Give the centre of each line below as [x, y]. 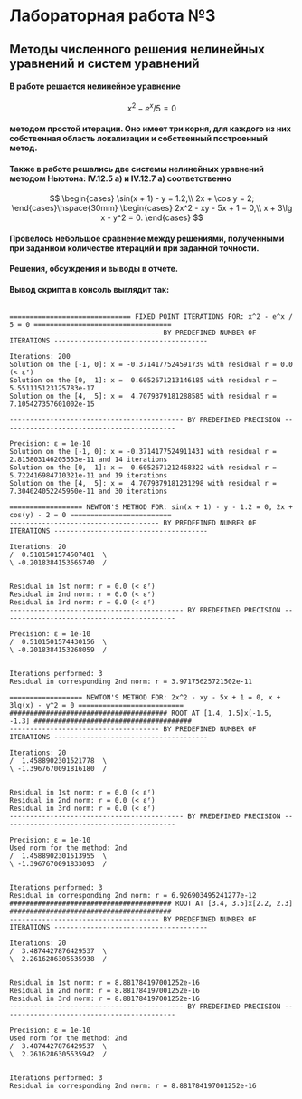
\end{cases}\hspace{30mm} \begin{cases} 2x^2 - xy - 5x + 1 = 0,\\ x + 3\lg [152, 208]
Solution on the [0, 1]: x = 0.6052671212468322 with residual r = [143, 468]
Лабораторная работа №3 [113, 16]
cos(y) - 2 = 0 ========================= [90, 515]
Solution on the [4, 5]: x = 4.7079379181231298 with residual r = [143, 483]
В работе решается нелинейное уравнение [95, 86]
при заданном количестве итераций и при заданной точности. [134, 248]
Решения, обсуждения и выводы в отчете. [94, 269]
